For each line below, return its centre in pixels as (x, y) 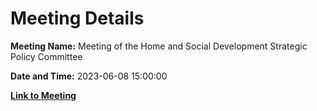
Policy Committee (46, 56)
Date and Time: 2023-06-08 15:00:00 (89, 76)
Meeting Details (77, 18)
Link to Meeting (43, 95)
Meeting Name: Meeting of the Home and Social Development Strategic (159, 46)
